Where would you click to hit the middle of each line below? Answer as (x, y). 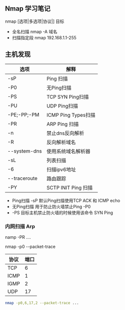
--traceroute (23, 178)
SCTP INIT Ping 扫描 (70, 187)
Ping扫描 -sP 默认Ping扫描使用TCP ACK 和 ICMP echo (66, 201)
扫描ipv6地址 (61, 170)
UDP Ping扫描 (62, 106)
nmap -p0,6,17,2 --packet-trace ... (42, 303)
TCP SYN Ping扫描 (68, 97)
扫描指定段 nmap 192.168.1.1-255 (44, 37)
